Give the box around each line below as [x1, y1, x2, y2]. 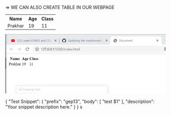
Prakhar [7, 22, 24, 28]
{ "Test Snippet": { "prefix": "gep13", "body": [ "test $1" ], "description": [5, 99, 155, 105]
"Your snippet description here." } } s [5, 104, 82, 110]
